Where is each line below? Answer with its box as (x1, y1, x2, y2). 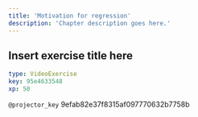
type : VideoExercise (8, 70, 78, 79)
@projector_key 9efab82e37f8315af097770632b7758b (8, 99, 191, 109)
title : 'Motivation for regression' (8, 11, 131, 20)
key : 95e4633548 (8, 78, 63, 86)
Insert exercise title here (8, 49, 133, 63)
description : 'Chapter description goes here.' (8, 19, 171, 27)
